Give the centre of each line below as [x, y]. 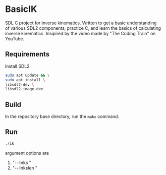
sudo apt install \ [25, 80]
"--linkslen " [25, 168]
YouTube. [15, 39]
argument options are [27, 153]
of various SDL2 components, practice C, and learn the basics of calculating [83, 28]
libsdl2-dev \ [20, 85]
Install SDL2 [17, 66]
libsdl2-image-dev [24, 89]
